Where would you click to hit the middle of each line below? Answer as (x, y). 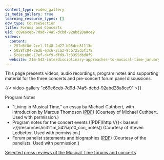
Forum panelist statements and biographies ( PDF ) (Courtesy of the (79, 138)
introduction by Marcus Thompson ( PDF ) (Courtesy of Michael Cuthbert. (85, 112)
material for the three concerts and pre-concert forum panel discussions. (79, 79)
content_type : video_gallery (35, 10)
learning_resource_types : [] (35, 19)
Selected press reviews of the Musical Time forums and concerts (71, 153)
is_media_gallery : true (29, 14)
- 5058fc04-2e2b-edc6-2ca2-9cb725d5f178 (51, 50)
